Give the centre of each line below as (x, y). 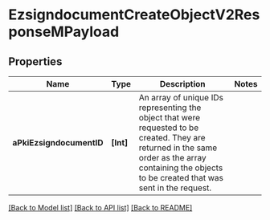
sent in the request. (175, 188)
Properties (35, 61)
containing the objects (181, 168)
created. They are (172, 138)
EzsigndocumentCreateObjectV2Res (134, 15)
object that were (170, 118)
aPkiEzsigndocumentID (58, 143)
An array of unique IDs (181, 98)
